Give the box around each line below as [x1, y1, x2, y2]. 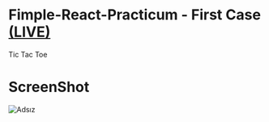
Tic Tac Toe [8, 49, 48, 59]
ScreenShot [8, 78, 90, 96]
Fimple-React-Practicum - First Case [8, 6, 262, 24]
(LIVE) [8, 23, 51, 41]
